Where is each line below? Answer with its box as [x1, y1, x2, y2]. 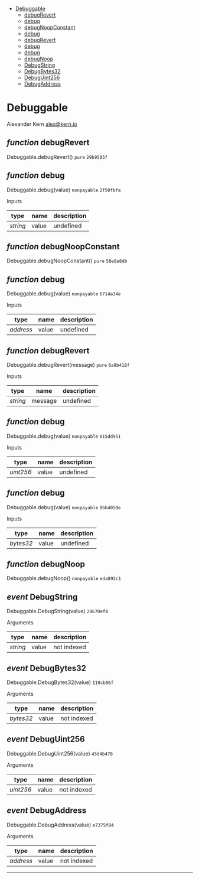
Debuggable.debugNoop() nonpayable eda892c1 [6, 575, 122, 582]
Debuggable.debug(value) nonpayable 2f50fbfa [6, 186, 121, 193]
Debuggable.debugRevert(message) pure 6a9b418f [6, 362, 130, 368]
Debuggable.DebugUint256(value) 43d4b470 [6, 750, 113, 757]
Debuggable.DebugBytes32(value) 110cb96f [6, 679, 114, 686]
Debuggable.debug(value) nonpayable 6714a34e [6, 290, 121, 297]
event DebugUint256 [6, 734, 85, 744]
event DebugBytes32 [6, 663, 87, 673]
